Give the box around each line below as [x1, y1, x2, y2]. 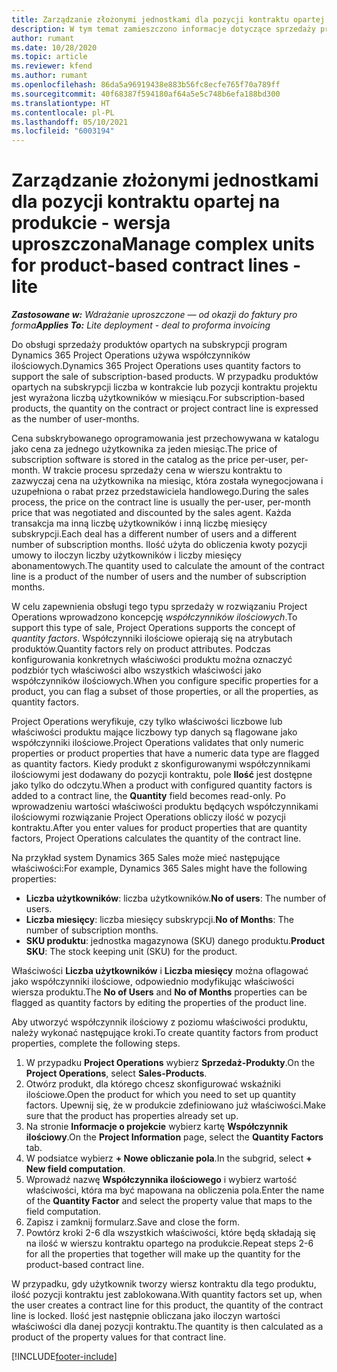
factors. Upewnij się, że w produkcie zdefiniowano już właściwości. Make [25, 1099, 326, 1111]
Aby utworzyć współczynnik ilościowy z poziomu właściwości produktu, [11, 1016, 309, 1028]
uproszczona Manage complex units [11, 233, 316, 256]
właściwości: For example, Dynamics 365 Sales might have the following [11, 862, 308, 875]
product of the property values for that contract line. [11, 1331, 227, 1343]
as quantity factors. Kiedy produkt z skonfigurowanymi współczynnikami [11, 758, 311, 770]
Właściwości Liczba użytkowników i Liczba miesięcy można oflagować [11, 965, 309, 977]
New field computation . [25, 1163, 126, 1175]
